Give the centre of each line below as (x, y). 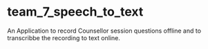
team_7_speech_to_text (75, 12)
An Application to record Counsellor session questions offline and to (104, 31)
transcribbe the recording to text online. (64, 37)
